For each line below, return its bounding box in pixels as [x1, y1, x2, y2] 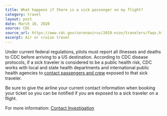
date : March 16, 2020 [5, 21, 50, 26]
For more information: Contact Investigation [5, 105, 94, 111]
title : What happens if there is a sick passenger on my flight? [5, 7, 143, 12]
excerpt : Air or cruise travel [5, 35, 70, 40]
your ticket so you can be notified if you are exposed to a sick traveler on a [5, 90, 158, 96]
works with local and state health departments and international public [5, 64, 150, 70]
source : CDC [5, 26, 30, 31]
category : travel [5, 12, 41, 17]
